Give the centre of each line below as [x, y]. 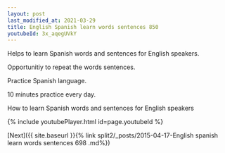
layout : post [26, 14]
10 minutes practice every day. [52, 94]
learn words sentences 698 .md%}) [59, 143]
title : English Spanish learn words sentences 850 [83, 27]
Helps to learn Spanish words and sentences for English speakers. [103, 54]
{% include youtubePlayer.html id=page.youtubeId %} [85, 122]
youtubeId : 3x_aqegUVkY [42, 33]
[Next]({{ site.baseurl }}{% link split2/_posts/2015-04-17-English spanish [113, 135]
